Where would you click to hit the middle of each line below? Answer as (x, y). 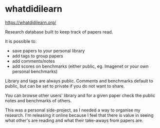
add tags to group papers (37, 56)
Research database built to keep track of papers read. (59, 32)
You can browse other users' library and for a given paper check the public (80, 95)
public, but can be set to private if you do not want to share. (65, 86)
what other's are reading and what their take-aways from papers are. (74, 120)
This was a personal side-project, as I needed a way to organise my (73, 110)
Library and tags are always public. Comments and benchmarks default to (79, 81)
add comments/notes (33, 61)
